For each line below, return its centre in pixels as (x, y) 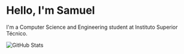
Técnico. (17, 33)
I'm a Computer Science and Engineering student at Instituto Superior (92, 27)
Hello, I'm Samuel (51, 10)
